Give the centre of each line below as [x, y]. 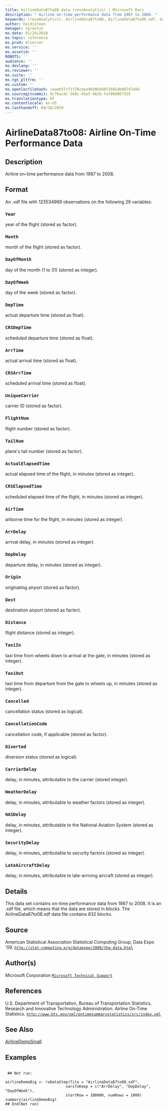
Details [16, 891]
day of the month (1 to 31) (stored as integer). [52, 270]
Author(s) [21, 963]
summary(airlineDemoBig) [31, 1100]
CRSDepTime [18, 328]
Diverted [16, 747]
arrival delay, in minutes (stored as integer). [50, 542]
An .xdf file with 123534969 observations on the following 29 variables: [79, 202]
